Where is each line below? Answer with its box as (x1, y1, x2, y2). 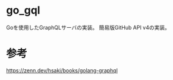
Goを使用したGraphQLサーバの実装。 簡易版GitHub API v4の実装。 (6, 24, 171, 31)
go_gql (6, 4, 40, 17)
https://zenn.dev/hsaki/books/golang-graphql (6, 66, 118, 74)
